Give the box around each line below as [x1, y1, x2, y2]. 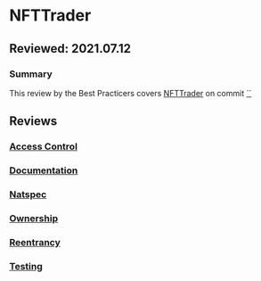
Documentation [9, 164, 78, 177]
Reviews [9, 113, 58, 129]
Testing [9, 260, 43, 272]
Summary [9, 68, 53, 80]
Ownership [9, 211, 59, 224]
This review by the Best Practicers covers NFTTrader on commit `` [9, 87, 252, 98]
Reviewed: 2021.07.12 [9, 41, 132, 56]
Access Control [9, 140, 78, 153]
